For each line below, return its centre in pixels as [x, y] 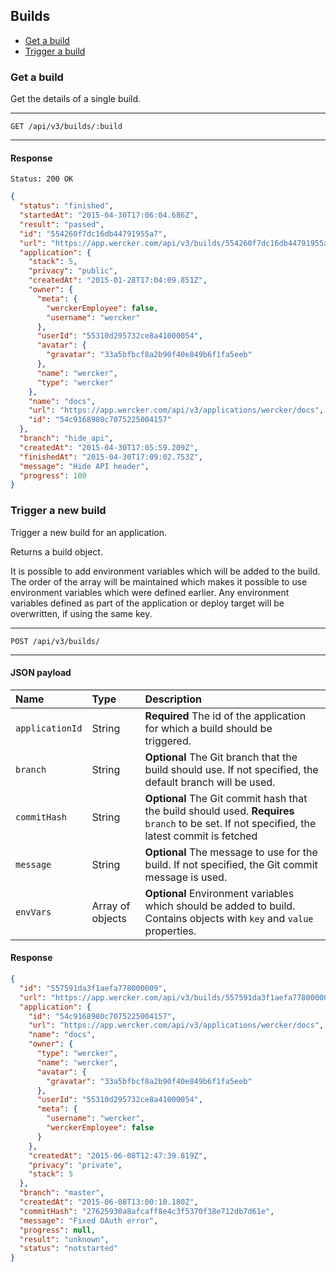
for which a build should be [208, 728]
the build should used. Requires [219, 811]
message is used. [186, 877]
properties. [170, 931]
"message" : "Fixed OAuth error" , [89, 1220]
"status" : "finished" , [66, 206]
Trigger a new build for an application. [88, 532]
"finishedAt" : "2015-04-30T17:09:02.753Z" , [111, 457]
